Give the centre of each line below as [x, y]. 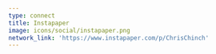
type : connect [32, 15]
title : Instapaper [39, 23]
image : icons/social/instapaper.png [69, 30]
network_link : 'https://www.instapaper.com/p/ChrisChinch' [109, 38]
